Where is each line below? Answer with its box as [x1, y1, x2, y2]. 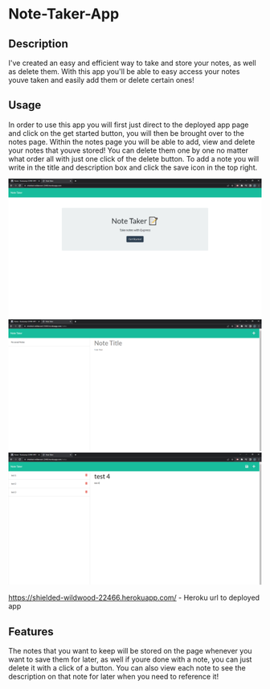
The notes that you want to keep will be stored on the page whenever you [8, 646, 252, 656]
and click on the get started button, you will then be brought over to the [8, 128, 245, 137]
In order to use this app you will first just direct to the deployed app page [8, 120, 249, 129]
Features [8, 625, 54, 638]
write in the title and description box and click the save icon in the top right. [8, 162, 258, 172]
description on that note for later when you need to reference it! [8, 672, 219, 682]
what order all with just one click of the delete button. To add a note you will [8, 154, 260, 163]
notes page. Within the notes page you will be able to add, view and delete [8, 137, 256, 146]
